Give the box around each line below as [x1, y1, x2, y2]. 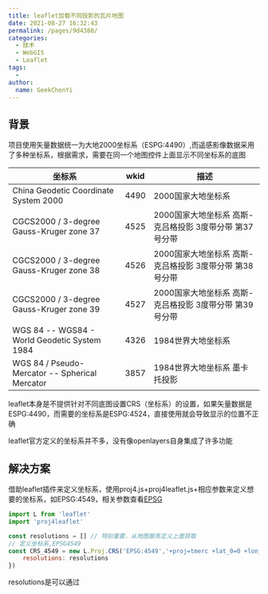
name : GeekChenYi [15, 85, 73, 94]
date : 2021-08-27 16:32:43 [8, 19, 98, 27]
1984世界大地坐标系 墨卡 [153, 362, 249, 374]
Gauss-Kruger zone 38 [12, 265, 100, 276]
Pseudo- [50, 358, 85, 369]
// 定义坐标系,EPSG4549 [8, 540, 81, 548]
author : [8, 78, 34, 86]
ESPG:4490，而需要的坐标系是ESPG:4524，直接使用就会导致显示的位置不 [8, 409, 252, 419]
